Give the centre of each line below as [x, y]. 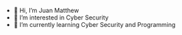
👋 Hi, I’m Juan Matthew [46, 10]
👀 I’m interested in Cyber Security [61, 17]
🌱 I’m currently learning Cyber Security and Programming [94, 25]
